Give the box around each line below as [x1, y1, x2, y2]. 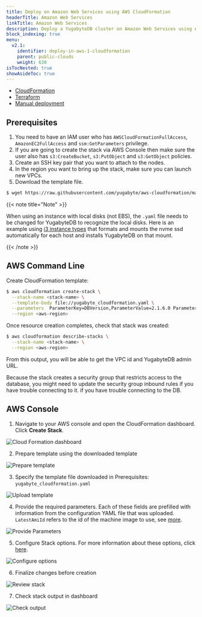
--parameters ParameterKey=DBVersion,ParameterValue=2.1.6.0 [11, 305, 171, 311]
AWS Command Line [6, 261, 85, 271]
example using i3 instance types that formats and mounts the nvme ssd [6, 225, 183, 232]
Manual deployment [14, 100, 65, 107]
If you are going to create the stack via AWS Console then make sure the [14, 146, 195, 154]
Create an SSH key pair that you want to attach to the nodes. [14, 159, 165, 166]
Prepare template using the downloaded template [14, 450, 138, 457]
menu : [6, 37, 20, 43]
